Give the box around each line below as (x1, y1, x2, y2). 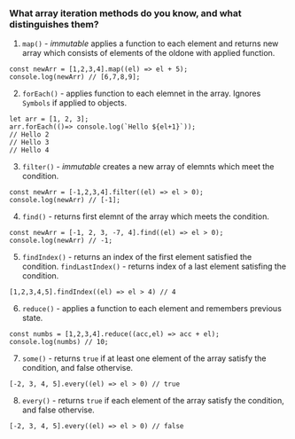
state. (21, 313, 43, 324)
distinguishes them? (9, 18, 99, 30)
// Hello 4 (9, 145, 50, 155)
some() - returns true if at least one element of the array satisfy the (21, 353, 268, 364)
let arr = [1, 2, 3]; (9, 114, 89, 124)
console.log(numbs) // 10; (9, 338, 109, 347)
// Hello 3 (9, 138, 50, 147)
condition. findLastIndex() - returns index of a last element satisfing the (21, 261, 286, 272)
